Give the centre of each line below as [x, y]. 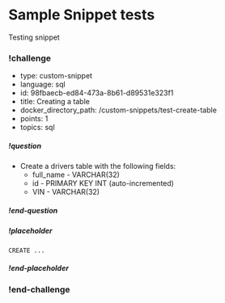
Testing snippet [34, 37]
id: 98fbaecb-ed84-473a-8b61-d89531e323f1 [97, 93]
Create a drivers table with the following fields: [98, 166]
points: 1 [34, 119]
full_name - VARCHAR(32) [76, 175]
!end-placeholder [38, 268]
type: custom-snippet [56, 76]
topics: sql [37, 128]
